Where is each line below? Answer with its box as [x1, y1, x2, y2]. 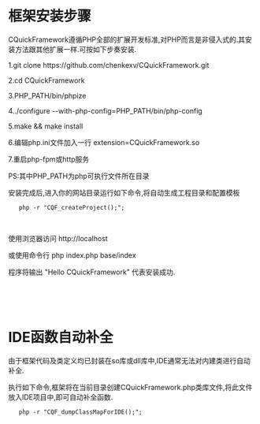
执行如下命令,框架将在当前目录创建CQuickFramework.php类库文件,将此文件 [8, 382, 253, 392]
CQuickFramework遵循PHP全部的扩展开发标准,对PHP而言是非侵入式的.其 [8, 35, 246, 44]
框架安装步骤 [8, 7, 92, 25]
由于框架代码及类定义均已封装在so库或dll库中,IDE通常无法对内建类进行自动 [8, 355, 251, 365]
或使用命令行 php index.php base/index [8, 250, 136, 260]
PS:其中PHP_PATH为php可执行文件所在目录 [8, 171, 150, 180]
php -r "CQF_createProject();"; [18, 203, 125, 211]
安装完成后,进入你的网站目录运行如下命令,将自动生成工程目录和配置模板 [8, 188, 240, 197]
